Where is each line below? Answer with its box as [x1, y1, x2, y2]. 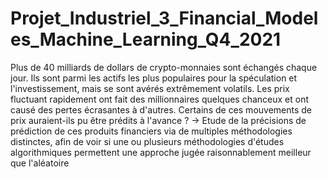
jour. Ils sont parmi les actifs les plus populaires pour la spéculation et [10, 72, 298, 84]
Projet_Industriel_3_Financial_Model [10, 7, 319, 30]
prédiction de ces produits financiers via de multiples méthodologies [10, 125, 293, 137]
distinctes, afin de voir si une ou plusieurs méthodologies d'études [10, 135, 285, 147]
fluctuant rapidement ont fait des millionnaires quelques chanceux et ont [10, 93, 310, 105]
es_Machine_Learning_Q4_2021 [10, 28, 282, 51]
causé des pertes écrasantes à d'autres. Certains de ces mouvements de [10, 103, 313, 116]
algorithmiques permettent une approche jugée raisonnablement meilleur [10, 146, 312, 158]
